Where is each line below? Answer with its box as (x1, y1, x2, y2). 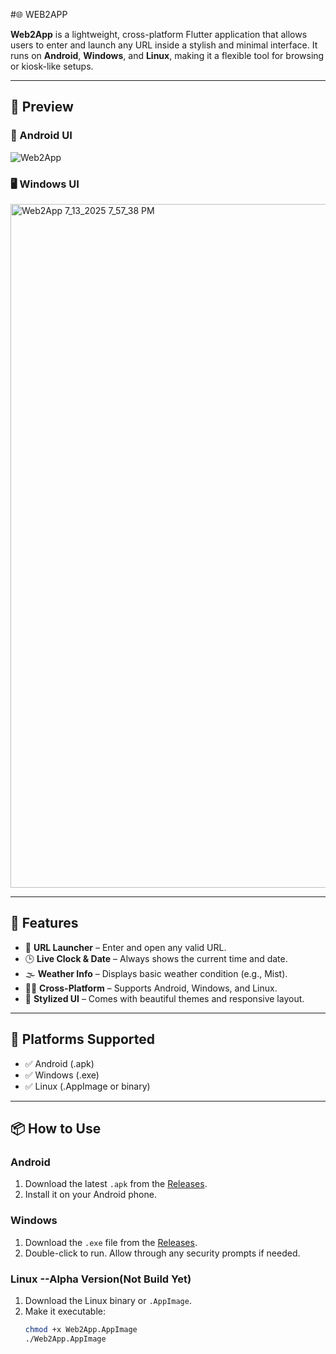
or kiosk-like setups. (10, 60, 94, 72)
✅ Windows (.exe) (24, 1069, 100, 1081)
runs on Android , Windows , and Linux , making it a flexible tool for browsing (10, 50, 325, 61)
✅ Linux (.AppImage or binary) (24, 1080, 151, 1092)
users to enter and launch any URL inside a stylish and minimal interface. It (10, 39, 318, 51)
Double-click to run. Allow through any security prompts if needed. (24, 1247, 301, 1259)
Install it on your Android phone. (24, 1189, 157, 1201)
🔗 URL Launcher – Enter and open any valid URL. (24, 941, 227, 953)
